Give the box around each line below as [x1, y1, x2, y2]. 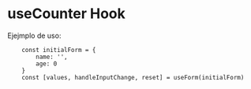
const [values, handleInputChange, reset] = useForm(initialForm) [21, 73, 245, 81]
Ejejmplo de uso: [7, 31, 62, 40]
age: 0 [36, 60, 58, 68]
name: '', [36, 53, 68, 61]
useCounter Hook [7, 5, 126, 23]
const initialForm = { [21, 46, 96, 54]
